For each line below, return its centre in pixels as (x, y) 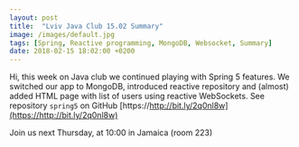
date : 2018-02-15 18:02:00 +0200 (72, 51)
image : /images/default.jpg (62, 34)
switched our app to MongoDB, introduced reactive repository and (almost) (149, 87)
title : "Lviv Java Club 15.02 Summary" (87, 26)
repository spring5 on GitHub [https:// (79, 106)
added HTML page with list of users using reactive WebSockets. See (137, 96)
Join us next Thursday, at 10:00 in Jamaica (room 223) (111, 133)
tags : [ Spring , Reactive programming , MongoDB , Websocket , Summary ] (141, 43)
